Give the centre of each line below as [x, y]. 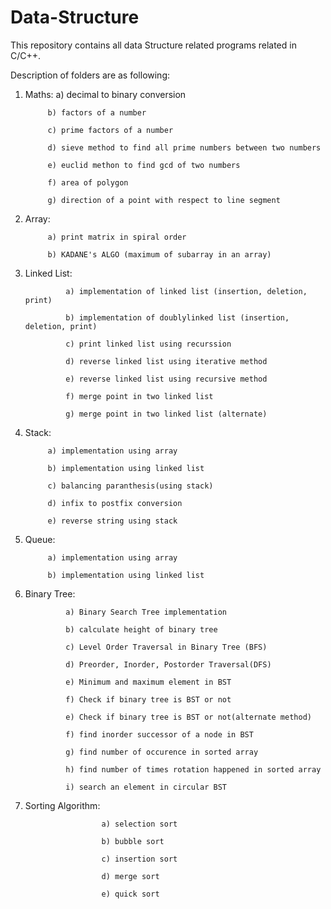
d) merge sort [130, 876]
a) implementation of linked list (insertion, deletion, [186, 291]
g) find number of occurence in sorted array [162, 752]
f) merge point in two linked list [139, 396]
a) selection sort [139, 824]
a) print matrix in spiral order [117, 237]
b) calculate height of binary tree [141, 629]
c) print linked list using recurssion [148, 344]
